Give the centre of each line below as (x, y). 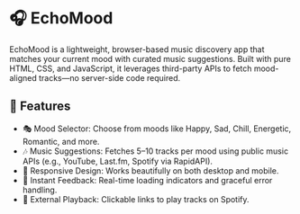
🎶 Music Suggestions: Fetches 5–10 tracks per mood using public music (155, 151)
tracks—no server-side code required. (110, 77)
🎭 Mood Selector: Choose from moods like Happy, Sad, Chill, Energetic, (157, 129)
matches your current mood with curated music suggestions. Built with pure (150, 58)
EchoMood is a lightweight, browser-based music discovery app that (137, 49)
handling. (40, 190)
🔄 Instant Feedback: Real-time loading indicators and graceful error (147, 180)
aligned (23, 77)
